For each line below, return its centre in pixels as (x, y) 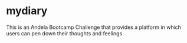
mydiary (27, 11)
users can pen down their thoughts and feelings (64, 33)
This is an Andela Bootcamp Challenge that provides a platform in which (94, 27)
